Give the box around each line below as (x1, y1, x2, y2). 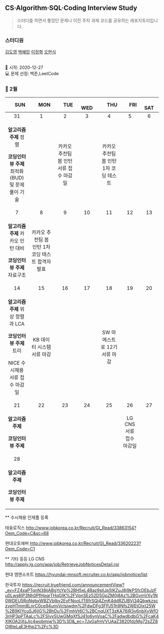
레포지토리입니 (130, 17, 158, 23)
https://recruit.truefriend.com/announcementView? (21, 582, 124, 588)
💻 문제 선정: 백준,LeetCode (5, 71, 59, 77)
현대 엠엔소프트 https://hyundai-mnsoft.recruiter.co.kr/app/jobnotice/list (5, 572, 148, 577)
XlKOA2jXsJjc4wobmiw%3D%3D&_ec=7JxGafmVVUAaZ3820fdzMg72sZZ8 (5, 618, 158, 624)
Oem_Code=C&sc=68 (5, 531, 49, 536)
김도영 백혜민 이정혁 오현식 (5, 49, 56, 55)
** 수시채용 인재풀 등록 (5, 514, 49, 520)
